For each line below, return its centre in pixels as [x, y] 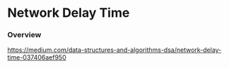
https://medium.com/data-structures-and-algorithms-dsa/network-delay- [114, 50]
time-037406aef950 [37, 57]
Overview [24, 35]
